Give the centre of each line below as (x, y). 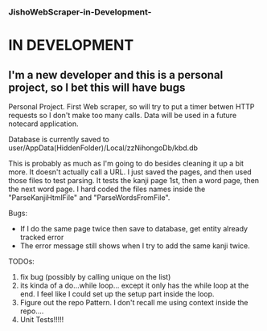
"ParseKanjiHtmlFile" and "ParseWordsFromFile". (89, 197)
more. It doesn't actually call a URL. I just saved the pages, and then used (130, 172)
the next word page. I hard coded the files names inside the (107, 189)
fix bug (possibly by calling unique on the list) (95, 276)
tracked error (42, 237)
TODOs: (21, 261)
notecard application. (43, 124)
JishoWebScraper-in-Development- (80, 12)
